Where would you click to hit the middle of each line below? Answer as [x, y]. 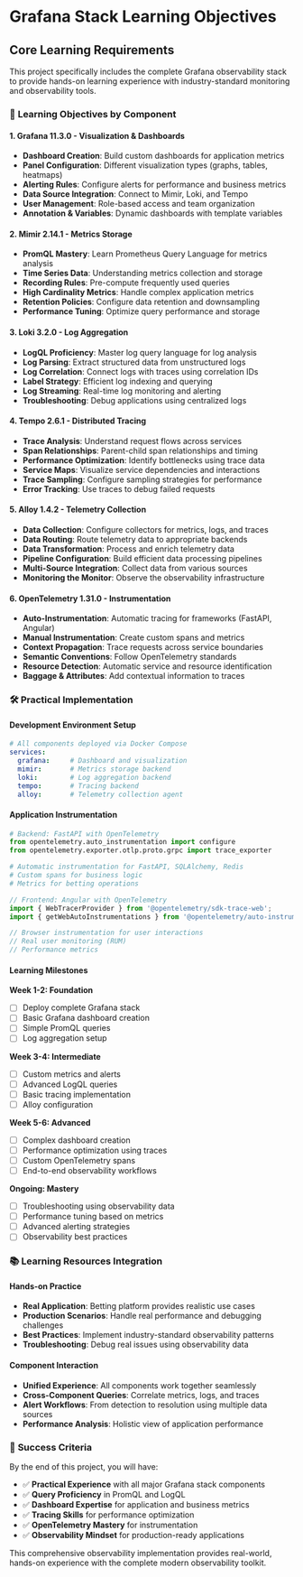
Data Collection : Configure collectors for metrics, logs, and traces [145, 529]
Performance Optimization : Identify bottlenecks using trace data [144, 460]
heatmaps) [42, 175]
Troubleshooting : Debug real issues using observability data [136, 1345]
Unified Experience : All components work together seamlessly [139, 1385]
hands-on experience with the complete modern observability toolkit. [138, 1563]
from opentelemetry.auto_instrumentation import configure [123, 842]
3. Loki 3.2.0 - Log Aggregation [69, 332]
